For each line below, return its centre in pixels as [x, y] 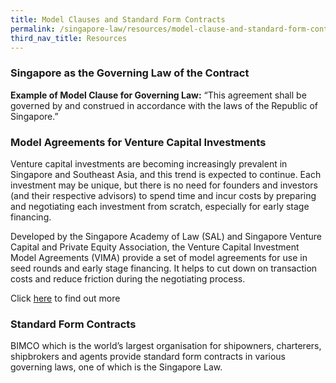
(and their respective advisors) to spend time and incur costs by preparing [163, 195]
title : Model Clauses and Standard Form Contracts [118, 19]
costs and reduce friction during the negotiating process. [128, 278]
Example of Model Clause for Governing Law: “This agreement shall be [158, 95]
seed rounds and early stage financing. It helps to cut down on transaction [164, 268]
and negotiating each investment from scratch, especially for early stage [160, 206]
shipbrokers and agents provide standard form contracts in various [148, 357]
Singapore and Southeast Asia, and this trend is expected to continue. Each [166, 174]
